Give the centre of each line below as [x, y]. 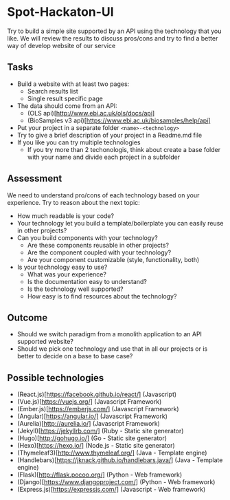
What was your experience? [67, 274]
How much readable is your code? [66, 216]
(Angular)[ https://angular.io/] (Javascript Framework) [92, 416]
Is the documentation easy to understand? [87, 281]
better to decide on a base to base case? [75, 356]
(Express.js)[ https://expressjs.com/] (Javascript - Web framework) [111, 490]
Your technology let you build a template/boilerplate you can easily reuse [120, 223]
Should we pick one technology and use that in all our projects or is [112, 349]
